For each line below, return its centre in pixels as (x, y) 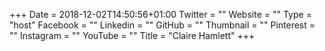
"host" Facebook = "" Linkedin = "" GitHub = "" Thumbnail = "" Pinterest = (162, 25)
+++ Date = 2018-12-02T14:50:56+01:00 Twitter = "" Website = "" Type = (160, 14)
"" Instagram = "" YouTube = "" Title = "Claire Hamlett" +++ (132, 35)
